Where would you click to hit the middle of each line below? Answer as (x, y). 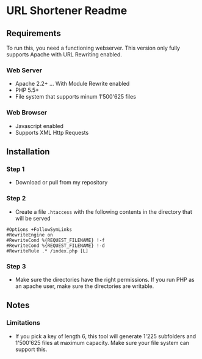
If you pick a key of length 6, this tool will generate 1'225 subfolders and (106, 336)
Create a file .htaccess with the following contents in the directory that (103, 211)
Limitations (23, 323)
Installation (28, 152)
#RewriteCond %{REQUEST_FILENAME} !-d (56, 246)
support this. (31, 349)
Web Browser (27, 113)
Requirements (34, 33)
